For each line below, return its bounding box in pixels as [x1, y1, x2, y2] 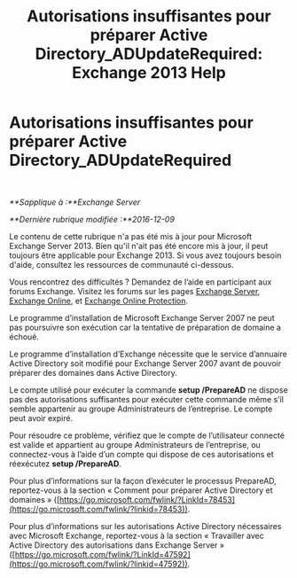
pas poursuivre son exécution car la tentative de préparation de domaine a [9, 322, 282, 332]
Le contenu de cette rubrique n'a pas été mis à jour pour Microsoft [9, 230, 253, 241]
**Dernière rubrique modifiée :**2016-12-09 [9, 214, 176, 224]
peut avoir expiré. [9, 412, 74, 423]
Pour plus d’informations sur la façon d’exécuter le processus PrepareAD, [9, 475, 277, 486]
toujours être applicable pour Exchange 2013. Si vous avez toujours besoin [9, 250, 282, 261]
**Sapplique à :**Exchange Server [9, 197, 141, 207]
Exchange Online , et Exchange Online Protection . [9, 295, 189, 306]
